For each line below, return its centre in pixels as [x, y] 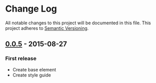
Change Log [31, 9]
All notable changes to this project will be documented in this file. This [78, 23]
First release [21, 59]
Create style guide [32, 75]
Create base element [34, 69]
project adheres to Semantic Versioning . [47, 28]
